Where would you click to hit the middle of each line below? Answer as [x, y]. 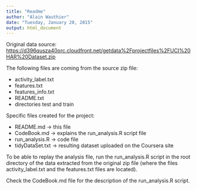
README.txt [29, 98]
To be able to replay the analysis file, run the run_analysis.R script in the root [98, 157]
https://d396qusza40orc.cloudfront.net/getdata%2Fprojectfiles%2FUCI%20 [98, 51]
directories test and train [44, 104]
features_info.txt [34, 92]
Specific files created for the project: [50, 116]
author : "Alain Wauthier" [38, 17]
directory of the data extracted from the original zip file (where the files [92, 163]
